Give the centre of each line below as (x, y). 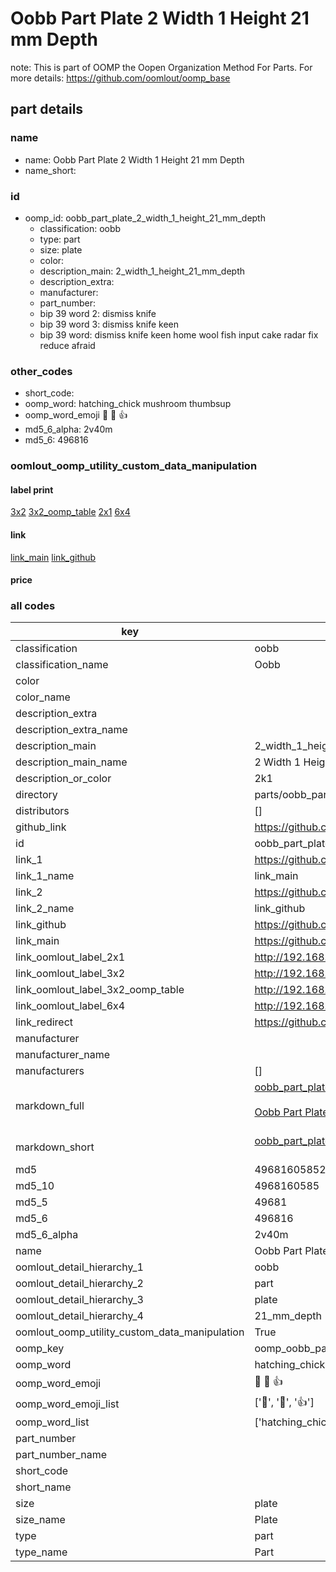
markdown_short (55, 1147)
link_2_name (45, 909)
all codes (33, 606)
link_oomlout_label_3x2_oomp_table (100, 990)
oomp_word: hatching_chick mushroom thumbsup (128, 404)
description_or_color (63, 779)
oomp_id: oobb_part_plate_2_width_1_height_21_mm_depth (145, 218)
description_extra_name (71, 730)
